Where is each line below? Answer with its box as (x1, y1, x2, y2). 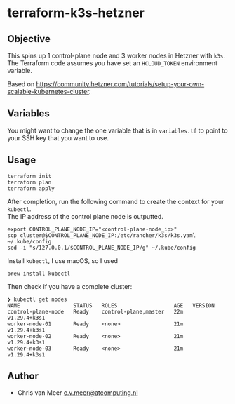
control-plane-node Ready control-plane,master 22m (7, 308, 184, 315)
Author (7, 370, 39, 382)
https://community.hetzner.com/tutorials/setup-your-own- (36, 80, 205, 88)
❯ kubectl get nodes (7, 296, 68, 303)
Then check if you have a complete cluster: (7, 282, 133, 290)
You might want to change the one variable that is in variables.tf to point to (7, 126, 228, 135)
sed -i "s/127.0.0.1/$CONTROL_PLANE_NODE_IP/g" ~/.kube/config (7, 244, 196, 251)
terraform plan (7, 179, 52, 186)
